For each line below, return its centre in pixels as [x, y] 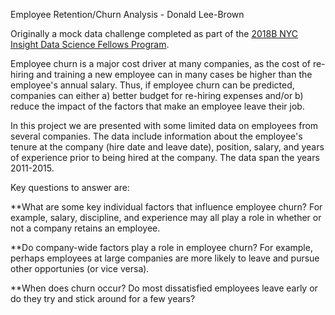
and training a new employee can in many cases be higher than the [174, 74]
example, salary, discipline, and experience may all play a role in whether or [166, 217]
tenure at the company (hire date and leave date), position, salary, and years [167, 147]
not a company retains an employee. [85, 228]
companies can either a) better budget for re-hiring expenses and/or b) [157, 95]
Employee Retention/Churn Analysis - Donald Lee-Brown [127, 14]
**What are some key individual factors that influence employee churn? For [166, 207]
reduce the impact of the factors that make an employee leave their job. [157, 106]
